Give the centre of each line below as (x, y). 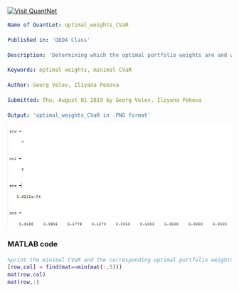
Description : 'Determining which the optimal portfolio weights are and (117, 55)
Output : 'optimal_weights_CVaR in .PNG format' (79, 115)
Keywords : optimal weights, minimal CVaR (70, 70)
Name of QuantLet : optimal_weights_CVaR (68, 25)
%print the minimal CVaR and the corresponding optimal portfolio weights (121, 260)
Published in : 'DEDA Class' (49, 40)
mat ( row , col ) (27, 275)
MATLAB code (33, 244)
